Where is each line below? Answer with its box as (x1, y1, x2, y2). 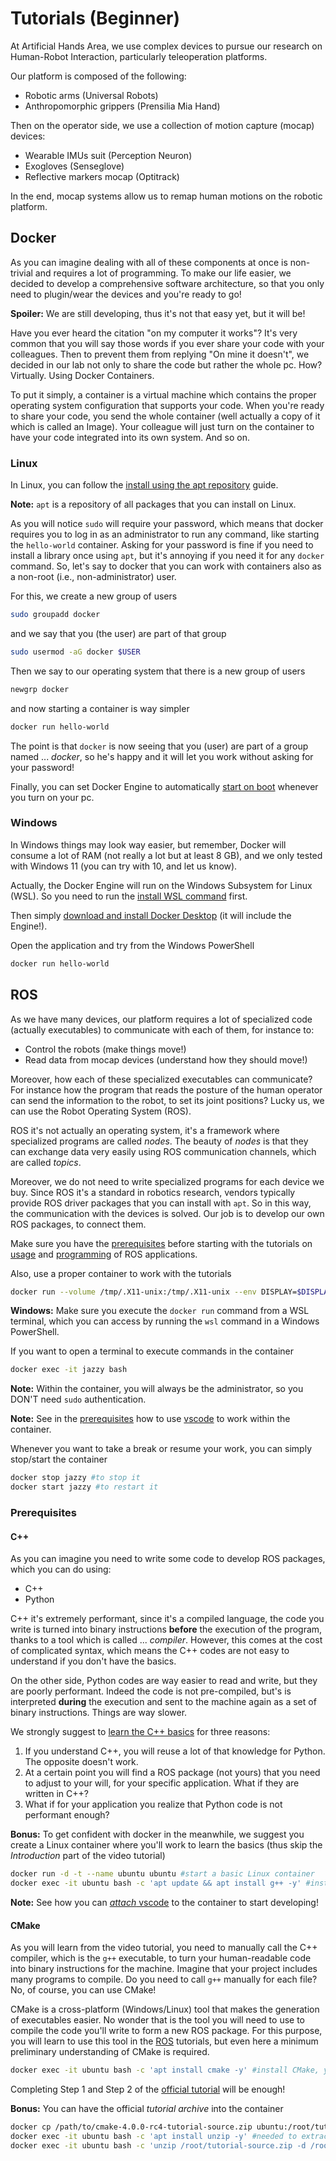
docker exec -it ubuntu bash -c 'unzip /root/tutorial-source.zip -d (10, 2140, 307, 2151)
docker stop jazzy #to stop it (10, 1473, 141, 1483)
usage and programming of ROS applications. (10, 1248, 198, 1260)
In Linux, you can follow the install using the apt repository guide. (10, 479, 279, 491)
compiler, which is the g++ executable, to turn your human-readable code (10, 1952, 312, 1964)
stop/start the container (10, 1453, 108, 1466)
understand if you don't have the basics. (10, 1655, 177, 1667)
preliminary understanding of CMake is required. (10, 2046, 210, 2058)
